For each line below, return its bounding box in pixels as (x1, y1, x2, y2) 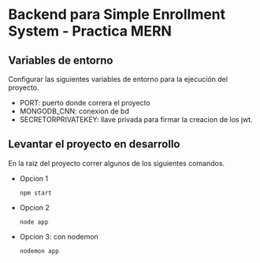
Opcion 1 (19, 173, 49, 183)
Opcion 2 (19, 202, 50, 212)
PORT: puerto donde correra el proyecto (19, 98, 151, 107)
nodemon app (19, 246, 59, 255)
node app (19, 218, 49, 226)
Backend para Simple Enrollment (8, 6, 226, 24)
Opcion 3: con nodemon (19, 232, 98, 241)
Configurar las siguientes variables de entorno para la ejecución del (8, 75, 228, 83)
